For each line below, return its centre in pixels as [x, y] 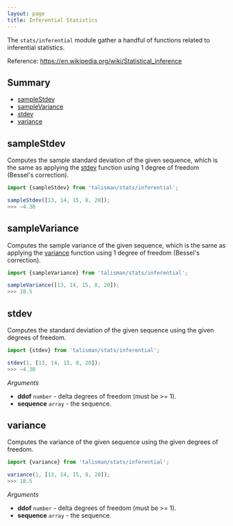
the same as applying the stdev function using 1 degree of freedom [103, 168]
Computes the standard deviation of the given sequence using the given [111, 330]
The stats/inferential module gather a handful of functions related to [109, 40]
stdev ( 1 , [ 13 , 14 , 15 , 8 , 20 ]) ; [54, 362]
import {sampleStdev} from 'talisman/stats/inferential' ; [93, 188]
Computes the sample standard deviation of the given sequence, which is [113, 160]
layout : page [26, 14]
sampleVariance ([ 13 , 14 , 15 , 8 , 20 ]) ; [63, 285]
